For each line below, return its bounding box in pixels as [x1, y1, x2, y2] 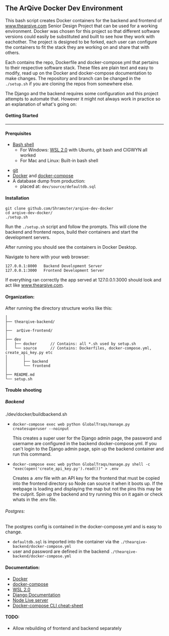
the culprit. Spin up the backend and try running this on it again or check [12, 491, 163, 498]
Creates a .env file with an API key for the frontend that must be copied [12, 475, 160, 481]
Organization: [5, 294, 35, 300]
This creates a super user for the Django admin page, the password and [12, 435, 162, 441]
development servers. [5, 234, 51, 241]
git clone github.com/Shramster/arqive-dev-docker [5, 206, 114, 211]
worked [20, 152, 36, 158]
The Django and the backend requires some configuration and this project [5, 90, 158, 96]
